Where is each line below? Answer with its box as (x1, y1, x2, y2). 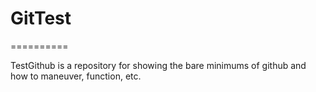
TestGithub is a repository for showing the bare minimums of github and (10, 59, 307, 71)
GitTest (10, 7, 72, 30)
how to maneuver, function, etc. (10, 70, 142, 82)
